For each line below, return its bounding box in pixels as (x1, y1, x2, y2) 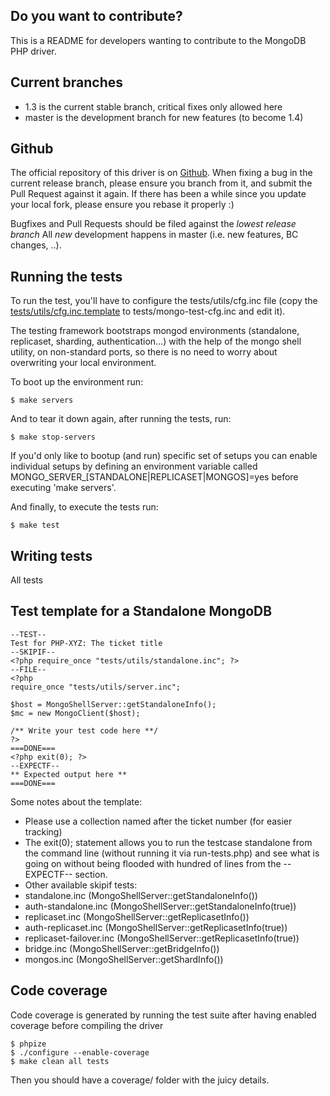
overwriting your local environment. (10, 357, 157, 369)
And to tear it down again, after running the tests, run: (10, 413, 232, 425)
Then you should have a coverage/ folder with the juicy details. (10, 1074, 270, 1086)
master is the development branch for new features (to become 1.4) (24, 111, 304, 123)
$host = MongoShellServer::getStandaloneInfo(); (10, 699, 217, 709)
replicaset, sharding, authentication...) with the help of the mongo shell (10, 335, 302, 348)
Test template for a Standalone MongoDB (10, 603, 273, 620)
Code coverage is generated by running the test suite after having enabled (10, 1009, 317, 1021)
